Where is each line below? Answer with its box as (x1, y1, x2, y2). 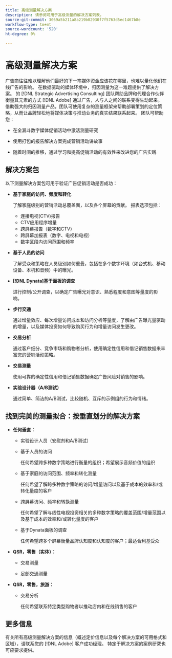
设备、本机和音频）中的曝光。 (12, 267, 76, 273)
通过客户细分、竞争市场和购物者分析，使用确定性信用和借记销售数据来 (12, 345, 161, 351)
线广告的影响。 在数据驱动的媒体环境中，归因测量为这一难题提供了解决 (5, 84, 155, 90)
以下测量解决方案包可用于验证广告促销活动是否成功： (5, 180, 118, 186)
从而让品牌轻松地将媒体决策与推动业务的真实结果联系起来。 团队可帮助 (14, 109, 164, 116)
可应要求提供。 (5, 647, 37, 653)
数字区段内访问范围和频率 (20, 239, 75, 245)
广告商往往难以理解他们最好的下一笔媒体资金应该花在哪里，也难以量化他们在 (5, 78, 167, 84)
